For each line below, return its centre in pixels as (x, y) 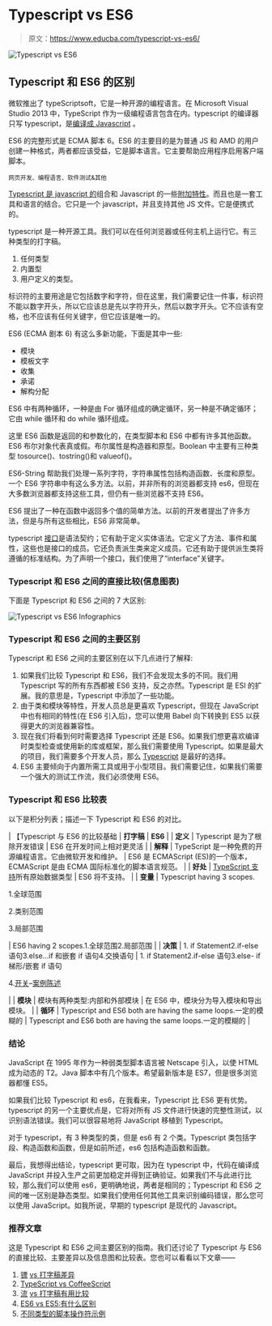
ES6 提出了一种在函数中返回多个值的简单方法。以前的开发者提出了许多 (126, 510)
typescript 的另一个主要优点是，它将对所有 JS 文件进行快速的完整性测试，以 (136, 1110)
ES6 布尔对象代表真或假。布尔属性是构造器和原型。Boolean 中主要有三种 (130, 446)
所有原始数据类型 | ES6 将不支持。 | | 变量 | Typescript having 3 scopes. (135, 876)
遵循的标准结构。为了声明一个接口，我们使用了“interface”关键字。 (119, 558)
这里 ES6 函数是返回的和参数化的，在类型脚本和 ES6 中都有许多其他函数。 (132, 436)
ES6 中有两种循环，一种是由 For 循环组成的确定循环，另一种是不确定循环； (134, 408)
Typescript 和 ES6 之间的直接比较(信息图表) (94, 581)
